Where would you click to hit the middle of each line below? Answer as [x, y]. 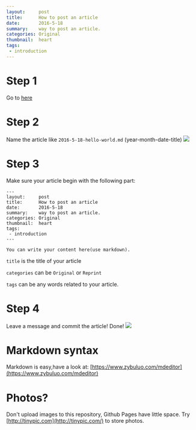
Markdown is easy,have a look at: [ [49, 367]
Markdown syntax [52, 350]
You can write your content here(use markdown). [68, 250]
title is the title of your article [44, 261]
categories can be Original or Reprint [54, 273]
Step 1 [22, 81]
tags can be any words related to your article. [63, 284]
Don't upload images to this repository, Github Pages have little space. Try [98, 414]
